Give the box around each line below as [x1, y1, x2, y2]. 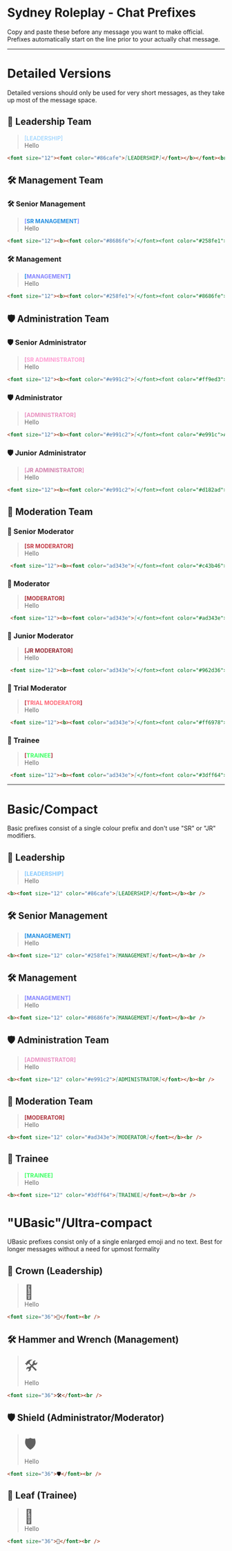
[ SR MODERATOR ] [23, 542, 74, 550]
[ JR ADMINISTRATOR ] [23, 466, 85, 474]
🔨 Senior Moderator [7, 526, 75, 536]
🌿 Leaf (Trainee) [7, 1490, 77, 1501]
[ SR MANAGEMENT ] [23, 218, 79, 225]
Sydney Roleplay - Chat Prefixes [7, 5, 196, 21]
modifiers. [7, 831, 37, 840]
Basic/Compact [7, 801, 98, 817]
